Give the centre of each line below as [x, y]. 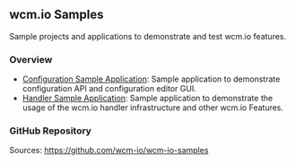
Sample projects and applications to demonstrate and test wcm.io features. [148, 36]
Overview [31, 59]
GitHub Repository [51, 131]
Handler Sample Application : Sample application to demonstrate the [147, 99]
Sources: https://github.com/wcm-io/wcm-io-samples [109, 151]
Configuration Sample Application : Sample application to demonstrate [151, 79]
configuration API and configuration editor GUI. [109, 89]
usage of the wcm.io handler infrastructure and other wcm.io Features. [153, 108]
